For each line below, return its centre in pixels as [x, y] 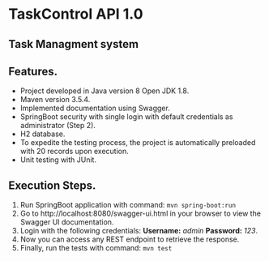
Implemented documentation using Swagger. [95, 108]
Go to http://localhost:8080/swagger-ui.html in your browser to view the [141, 214]
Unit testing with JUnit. [58, 160]
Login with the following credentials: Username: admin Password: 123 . [139, 231]
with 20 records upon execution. [75, 152]
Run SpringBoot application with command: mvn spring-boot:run [128, 205]
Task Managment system [74, 44]
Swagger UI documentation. [67, 222]
